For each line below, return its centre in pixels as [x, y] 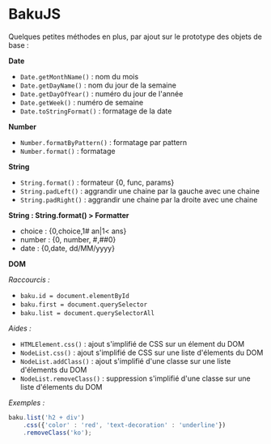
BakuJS [35, 14]
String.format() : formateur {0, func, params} [97, 182]
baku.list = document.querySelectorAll [87, 313]
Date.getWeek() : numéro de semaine [82, 102]
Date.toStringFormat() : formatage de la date [96, 111]
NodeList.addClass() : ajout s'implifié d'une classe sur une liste [125, 361]
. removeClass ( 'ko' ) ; [57, 433]
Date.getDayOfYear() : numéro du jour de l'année [102, 93]
